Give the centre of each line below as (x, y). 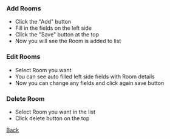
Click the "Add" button (43, 22)
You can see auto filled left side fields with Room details (85, 76)
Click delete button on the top (52, 118)
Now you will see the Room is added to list (68, 41)
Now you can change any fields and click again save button (90, 83)
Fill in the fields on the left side (53, 28)
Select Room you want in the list (55, 112)
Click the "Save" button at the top (57, 35)
